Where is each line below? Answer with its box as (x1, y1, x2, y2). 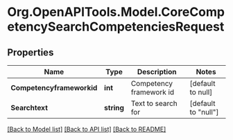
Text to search (130, 98, 178, 108)
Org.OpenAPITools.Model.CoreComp (7, 4, 225, 20)
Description (137, 67, 177, 76)
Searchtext (10, 103, 49, 112)
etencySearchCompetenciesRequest (7, 19, 225, 35)
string (103, 103, 125, 112)
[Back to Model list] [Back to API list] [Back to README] (7, 125, 166, 133)
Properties (7, 46, 54, 58)
